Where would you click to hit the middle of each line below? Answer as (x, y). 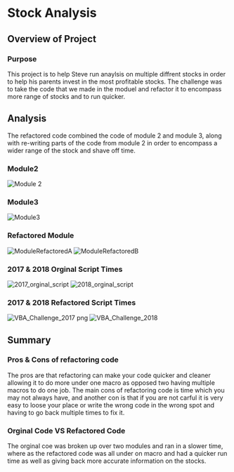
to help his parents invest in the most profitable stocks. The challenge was (115, 81)
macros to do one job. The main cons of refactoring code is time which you (116, 390)
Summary (29, 340)
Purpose (22, 59)
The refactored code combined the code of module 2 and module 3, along (115, 136)
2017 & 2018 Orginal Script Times (65, 269)
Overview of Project (52, 39)
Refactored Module (41, 235)
